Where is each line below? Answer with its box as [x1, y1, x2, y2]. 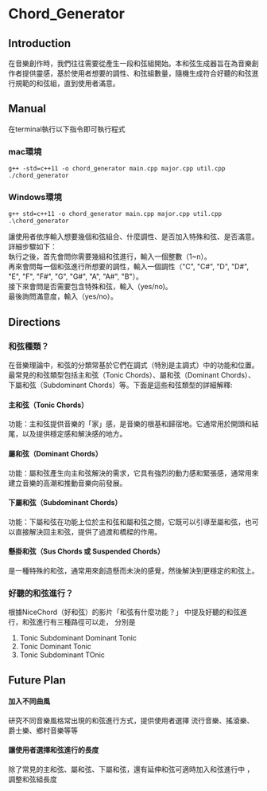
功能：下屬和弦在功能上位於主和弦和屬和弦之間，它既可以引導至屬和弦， [8, 517, 245, 527]
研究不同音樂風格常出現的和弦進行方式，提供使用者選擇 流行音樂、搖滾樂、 [8, 715, 254, 725]
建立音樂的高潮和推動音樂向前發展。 [8, 478, 127, 488]
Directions [8, 315, 61, 329]
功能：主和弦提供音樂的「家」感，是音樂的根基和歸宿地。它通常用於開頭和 [8, 419, 252, 429]
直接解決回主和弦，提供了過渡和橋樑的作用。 [14, 527, 161, 536]
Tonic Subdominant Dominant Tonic [19, 633, 137, 643]
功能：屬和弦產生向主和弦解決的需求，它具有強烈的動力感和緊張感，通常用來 [8, 468, 259, 478]
